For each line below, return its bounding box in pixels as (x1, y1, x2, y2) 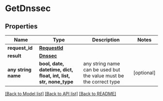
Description (92, 37, 120, 43)
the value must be (83, 72, 124, 79)
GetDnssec (5, 3, 51, 14)
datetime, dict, (39, 66, 74, 73)
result (7, 53, 22, 59)
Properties (5, 22, 38, 30)
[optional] (133, 70, 156, 76)
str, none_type (39, 78, 74, 85)
